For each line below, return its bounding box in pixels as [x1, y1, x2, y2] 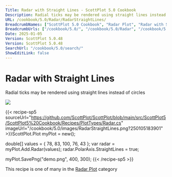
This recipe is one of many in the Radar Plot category [5, 166, 118, 172]
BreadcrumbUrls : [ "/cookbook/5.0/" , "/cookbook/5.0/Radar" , [5, 27, 137, 32]
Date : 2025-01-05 [5, 31, 42, 36]
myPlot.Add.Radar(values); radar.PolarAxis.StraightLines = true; [5, 146, 139, 152]
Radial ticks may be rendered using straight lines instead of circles [5, 89, 145, 95]
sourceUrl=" [5, 114, 32, 121]
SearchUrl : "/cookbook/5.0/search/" [5, 46, 83, 51]
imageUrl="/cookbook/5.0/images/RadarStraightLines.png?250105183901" [5, 125, 163, 131]
